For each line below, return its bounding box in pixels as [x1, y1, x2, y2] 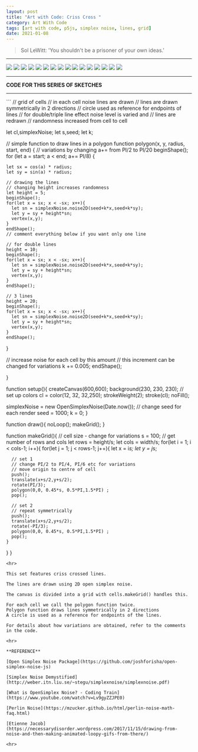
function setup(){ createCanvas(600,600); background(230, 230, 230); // [6, 385, 184, 393]
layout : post [6, 8, 38, 15]
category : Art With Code [6, 19, 67, 25]
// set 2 [11, 503, 33, 509]
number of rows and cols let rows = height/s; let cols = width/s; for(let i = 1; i [6, 439, 192, 446]
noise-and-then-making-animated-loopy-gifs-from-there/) [6, 731, 149, 737]
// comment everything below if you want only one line [6, 231, 146, 237]
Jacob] [29, 721, 46, 727]
